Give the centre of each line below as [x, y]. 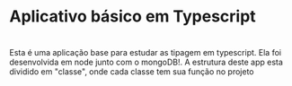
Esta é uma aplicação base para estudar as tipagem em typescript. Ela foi [145, 53]
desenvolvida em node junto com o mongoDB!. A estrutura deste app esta [146, 62]
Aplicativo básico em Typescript [133, 17]
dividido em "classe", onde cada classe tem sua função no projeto [132, 72]
